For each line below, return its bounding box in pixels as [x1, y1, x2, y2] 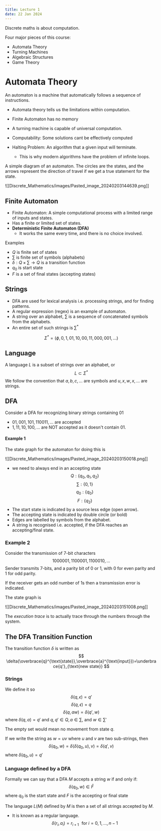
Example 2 [5, 539, 30, 546]
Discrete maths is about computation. [5, 25, 80, 31]
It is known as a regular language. [12, 813, 80, 818]
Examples [5, 240, 25, 246]
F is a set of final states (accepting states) [12, 271, 96, 277]
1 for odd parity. [5, 571, 36, 577]
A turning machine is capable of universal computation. [12, 126, 122, 132]
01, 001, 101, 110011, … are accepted [12, 419, 81, 425]
